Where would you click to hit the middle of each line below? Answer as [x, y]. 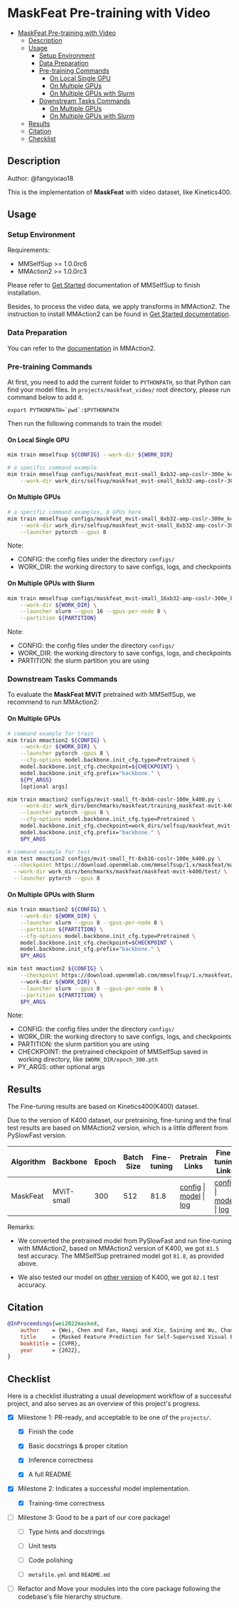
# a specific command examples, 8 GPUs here [74, 512]
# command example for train [51, 734]
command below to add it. [46, 397]
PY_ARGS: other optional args [61, 1067]
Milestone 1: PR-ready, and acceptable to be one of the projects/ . [115, 1417]
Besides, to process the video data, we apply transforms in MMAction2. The [119, 307]
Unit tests [42, 1545]
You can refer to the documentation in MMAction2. [82, 348]
